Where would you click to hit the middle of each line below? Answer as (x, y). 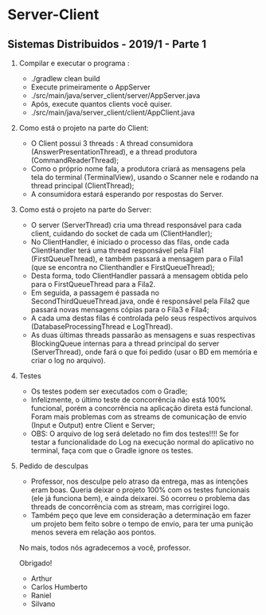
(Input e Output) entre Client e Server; (93, 425)
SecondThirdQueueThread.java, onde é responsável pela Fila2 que (140, 301)
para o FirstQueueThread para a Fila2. (93, 284)
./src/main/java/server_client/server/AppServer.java (115, 96)
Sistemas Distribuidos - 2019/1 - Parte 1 (107, 44)
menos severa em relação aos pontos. (94, 532)
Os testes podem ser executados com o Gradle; (109, 391)
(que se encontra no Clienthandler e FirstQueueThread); (123, 267)
